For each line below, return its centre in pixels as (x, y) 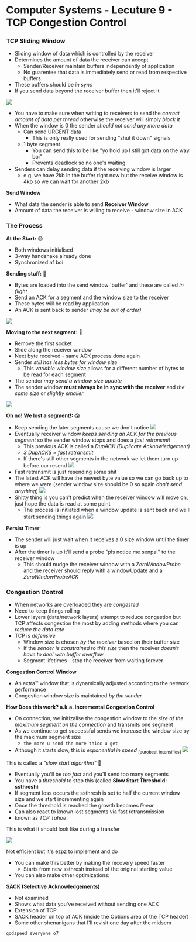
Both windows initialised (44, 250)
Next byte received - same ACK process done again (77, 356)
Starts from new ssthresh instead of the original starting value (98, 869)
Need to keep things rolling (47, 611)
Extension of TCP (35, 910)
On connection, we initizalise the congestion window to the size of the (99, 718)
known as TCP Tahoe (40, 817)
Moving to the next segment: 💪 (44, 332)
